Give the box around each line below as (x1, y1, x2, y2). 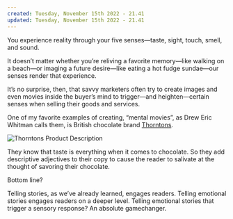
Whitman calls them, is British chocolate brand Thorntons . (7, 120, 174, 129)
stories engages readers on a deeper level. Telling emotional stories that (7, 196, 214, 205)
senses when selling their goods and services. (7, 99, 140, 108)
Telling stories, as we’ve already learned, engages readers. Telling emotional (7, 189, 227, 197)
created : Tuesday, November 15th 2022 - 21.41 (7, 10, 145, 17)
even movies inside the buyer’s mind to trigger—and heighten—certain (7, 92, 210, 101)
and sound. (7, 43, 40, 51)
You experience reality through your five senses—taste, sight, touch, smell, (7, 35, 223, 44)
